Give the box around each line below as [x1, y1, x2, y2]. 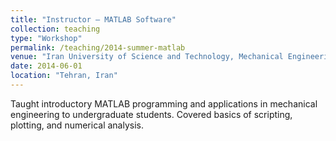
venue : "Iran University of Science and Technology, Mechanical [10, 52, 284, 62]
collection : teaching [10, 24, 101, 34]
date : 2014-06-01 [10, 61, 83, 71]
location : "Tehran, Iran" [10, 71, 118, 81]
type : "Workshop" [10, 33, 83, 43]
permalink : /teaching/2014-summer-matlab [10, 42, 186, 53]
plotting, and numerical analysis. [10, 119, 145, 131]
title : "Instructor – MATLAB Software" [10, 14, 177, 25]
